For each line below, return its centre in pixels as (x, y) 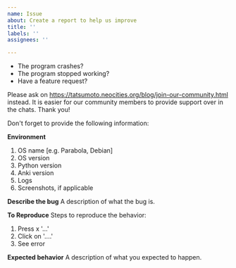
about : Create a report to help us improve (72, 20)
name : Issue (25, 14)
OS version (33, 158)
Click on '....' (35, 236)
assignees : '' (28, 40)
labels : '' (23, 33)
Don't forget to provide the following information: (78, 123)
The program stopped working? (63, 74)
